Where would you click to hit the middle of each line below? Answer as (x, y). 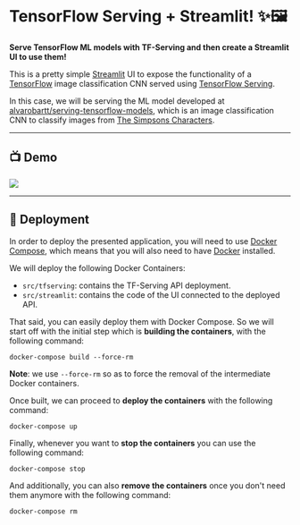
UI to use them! (38, 56)
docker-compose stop (48, 469)
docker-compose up (43, 426)
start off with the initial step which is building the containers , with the (137, 331)
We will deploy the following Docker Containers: (97, 267)
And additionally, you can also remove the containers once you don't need (147, 485)
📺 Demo (33, 158)
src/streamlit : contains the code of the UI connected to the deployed (151, 294)
